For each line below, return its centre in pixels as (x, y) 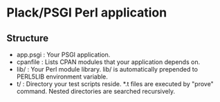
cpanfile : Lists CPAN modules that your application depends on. (108, 62)
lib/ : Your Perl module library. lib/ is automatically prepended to (107, 69)
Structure (28, 38)
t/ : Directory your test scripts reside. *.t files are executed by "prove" (115, 84)
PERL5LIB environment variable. (62, 76)
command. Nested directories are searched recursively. (96, 91)
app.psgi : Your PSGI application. (63, 54)
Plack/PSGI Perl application (87, 13)
